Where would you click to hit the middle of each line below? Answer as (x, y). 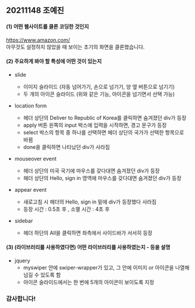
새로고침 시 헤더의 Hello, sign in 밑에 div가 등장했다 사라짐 (90, 202)
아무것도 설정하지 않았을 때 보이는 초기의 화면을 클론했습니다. (75, 47)
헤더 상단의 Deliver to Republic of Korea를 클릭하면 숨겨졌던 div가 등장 (105, 117)
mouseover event (35, 158)
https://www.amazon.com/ (38, 40)
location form (31, 105)
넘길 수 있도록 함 (42, 275)
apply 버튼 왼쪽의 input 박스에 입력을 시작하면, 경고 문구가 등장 (95, 125)
